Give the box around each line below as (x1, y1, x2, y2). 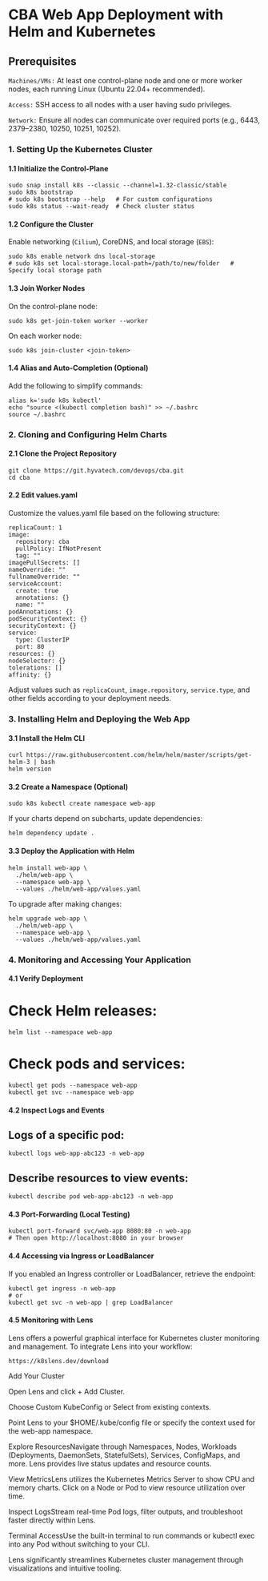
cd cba (8, 473, 30, 481)
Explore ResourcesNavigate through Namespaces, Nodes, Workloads (8, 1442, 238, 1451)
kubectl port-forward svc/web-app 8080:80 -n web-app (8, 1227, 192, 1235)
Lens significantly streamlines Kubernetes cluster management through (8, 1555, 244, 1564)
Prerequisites (8, 54, 77, 68)
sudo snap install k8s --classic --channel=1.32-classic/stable (8, 182, 227, 190)
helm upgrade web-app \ (8, 915, 88, 923)
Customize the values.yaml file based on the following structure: (8, 509, 220, 518)
